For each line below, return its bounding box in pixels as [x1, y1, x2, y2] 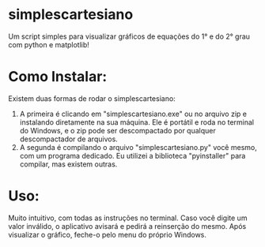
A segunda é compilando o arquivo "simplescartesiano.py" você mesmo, [19, 142, 257, 152]
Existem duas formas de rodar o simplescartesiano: [8, 93, 176, 103]
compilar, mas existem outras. [19, 159, 118, 169]
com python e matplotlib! [8, 39, 89, 49]
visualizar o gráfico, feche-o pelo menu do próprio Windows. [8, 230, 207, 239]
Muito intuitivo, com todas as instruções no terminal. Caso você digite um [8, 213, 248, 223]
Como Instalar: [8, 68, 108, 86]
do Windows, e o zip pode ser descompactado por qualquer [19, 125, 216, 135]
